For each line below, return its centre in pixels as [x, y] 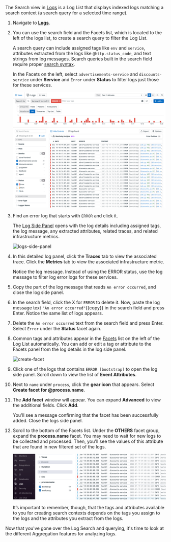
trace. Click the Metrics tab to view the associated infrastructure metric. [88, 262]
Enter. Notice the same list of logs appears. [58, 313]
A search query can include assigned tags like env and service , [79, 48]
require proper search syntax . [44, 64]
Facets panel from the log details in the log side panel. [69, 349]
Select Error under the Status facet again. [57, 329]
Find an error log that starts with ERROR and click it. [65, 216]
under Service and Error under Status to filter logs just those [94, 80]
